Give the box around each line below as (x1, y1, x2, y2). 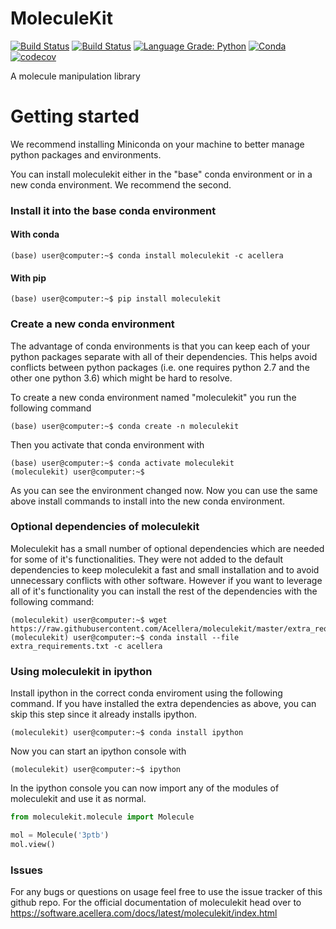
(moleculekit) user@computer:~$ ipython (10, 765, 182, 775)
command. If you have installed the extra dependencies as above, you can (10, 698, 317, 710)
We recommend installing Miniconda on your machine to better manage (10, 138, 305, 150)
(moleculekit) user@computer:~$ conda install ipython (10, 728, 244, 738)
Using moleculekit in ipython (10, 664, 153, 678)
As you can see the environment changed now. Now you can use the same (10, 484, 318, 496)
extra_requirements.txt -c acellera (10, 641, 163, 651)
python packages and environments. (10, 148, 162, 161)
